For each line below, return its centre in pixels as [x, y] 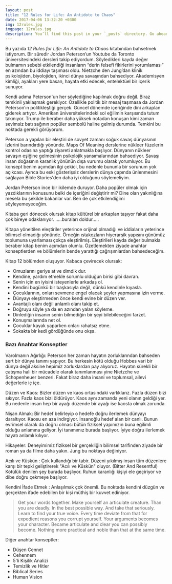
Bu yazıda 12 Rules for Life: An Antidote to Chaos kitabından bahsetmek [81, 49]
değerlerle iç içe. [23, 383]
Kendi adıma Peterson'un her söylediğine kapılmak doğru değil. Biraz [78, 97]
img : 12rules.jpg [24, 24]
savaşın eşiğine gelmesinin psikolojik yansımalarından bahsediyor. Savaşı [82, 156]
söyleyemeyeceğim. [26, 204]
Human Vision [27, 577]
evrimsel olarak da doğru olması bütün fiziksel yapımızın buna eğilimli [78, 425]
